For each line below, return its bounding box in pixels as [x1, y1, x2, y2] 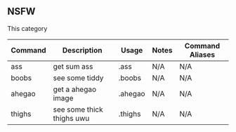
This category [7, 24, 48, 32]
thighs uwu [53, 113, 90, 123]
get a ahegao [53, 84, 97, 94]
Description [62, 45, 103, 55]
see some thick [53, 105, 103, 114]
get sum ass [53, 61, 93, 71]
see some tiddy [53, 73, 104, 83]
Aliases [189, 49, 216, 59]
